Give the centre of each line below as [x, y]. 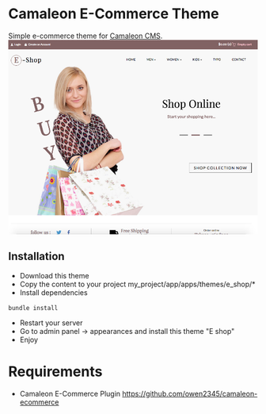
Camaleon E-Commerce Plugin [70, 393]
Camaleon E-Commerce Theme [114, 14]
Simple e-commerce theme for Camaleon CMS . [85, 36]
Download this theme [54, 275]
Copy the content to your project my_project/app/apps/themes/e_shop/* [137, 284]
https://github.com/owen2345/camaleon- [190, 393]
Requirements [55, 372]
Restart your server [51, 323]
